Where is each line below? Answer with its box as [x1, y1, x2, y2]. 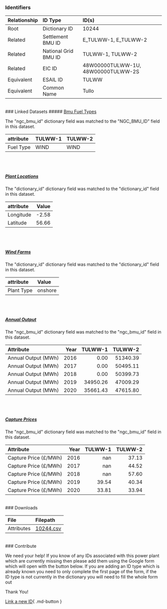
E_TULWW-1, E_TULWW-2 [83, 36, 148, 43]
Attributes [7, 525, 31, 532]
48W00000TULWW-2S [83, 68, 140, 75]
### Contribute [5, 543, 37, 549]
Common [42, 84, 65, 91]
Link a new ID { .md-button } [5, 599, 62, 605]
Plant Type [7, 287, 33, 294]
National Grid [42, 48, 74, 55]
